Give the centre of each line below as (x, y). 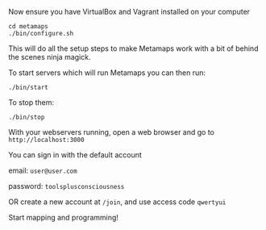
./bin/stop (27, 117)
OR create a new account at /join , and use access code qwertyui (117, 202)
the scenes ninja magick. (50, 57)
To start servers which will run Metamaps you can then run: (107, 73)
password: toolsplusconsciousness (66, 186)
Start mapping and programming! (64, 217)
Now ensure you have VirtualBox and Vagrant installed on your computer (129, 12)
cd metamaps (28, 27)
